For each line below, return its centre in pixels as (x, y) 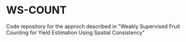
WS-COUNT (36, 10)
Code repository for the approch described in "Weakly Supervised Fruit (93, 26)
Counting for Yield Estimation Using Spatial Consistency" (76, 32)
